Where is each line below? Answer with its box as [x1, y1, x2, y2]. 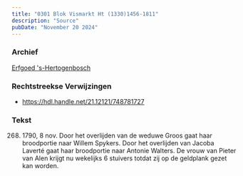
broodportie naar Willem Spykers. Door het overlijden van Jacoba [21, 139, 214, 147]
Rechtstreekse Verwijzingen [11, 81, 112, 91]
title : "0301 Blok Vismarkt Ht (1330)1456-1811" [11, 10, 159, 18]
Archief [11, 47, 38, 57]
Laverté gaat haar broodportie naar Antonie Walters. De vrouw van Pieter [21, 147, 237, 155]
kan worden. [21, 162, 59, 170]
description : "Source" [11, 17, 79, 24]
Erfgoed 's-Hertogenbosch [11, 63, 91, 72]
